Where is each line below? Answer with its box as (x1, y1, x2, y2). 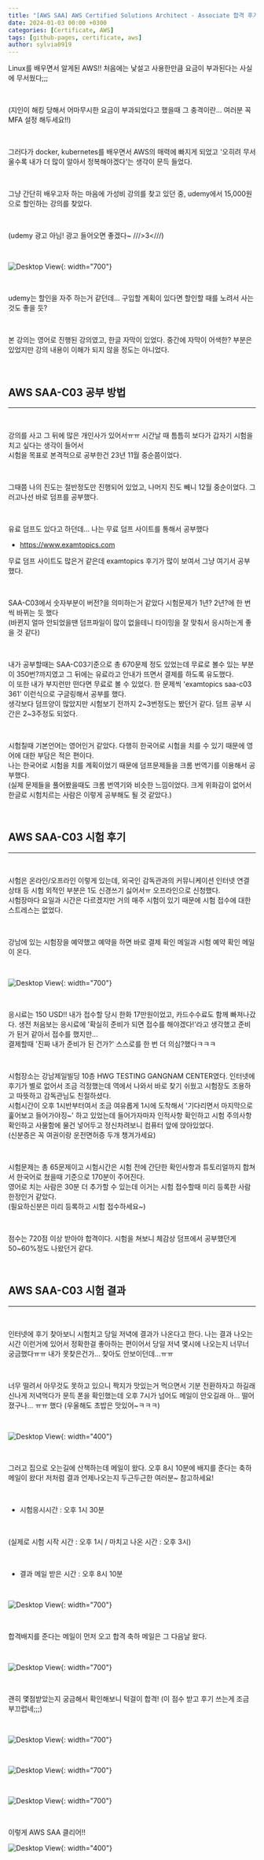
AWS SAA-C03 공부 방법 (8, 385, 126, 399)
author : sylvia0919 (8, 41, 72, 49)
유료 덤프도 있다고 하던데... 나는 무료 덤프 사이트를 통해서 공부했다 (8, 524, 210, 533)
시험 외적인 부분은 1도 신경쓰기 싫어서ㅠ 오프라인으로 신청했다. (31, 885, 221, 895)
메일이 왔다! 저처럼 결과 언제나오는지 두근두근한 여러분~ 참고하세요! (8, 1472, 214, 1482)
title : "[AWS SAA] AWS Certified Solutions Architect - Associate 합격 (8, 11, 245, 20)
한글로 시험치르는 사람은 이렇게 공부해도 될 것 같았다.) (8, 789, 172, 800)
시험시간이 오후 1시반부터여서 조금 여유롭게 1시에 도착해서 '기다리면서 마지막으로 (8, 1101, 253, 1110)
